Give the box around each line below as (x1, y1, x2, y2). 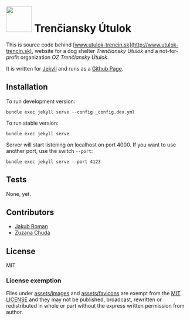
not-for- (159, 47, 179, 54)
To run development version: (6, 98, 76, 105)
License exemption (6, 276, 62, 285)
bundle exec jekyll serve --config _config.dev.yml (6, 109, 135, 115)
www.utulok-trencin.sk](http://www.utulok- (74, 41, 179, 48)
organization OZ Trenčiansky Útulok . (20, 54, 109, 61)
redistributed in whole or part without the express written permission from (6, 302, 185, 309)
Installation (6, 82, 48, 92)
